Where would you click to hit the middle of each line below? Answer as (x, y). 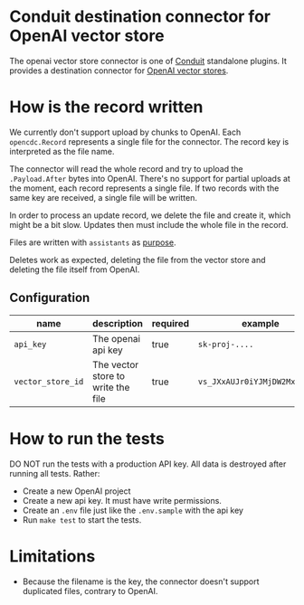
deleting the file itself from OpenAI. (75, 269)
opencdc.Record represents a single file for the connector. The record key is (149, 141)
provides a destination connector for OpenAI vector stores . (119, 71)
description (117, 323)
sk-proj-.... (226, 344)
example (261, 323)
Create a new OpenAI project (76, 491)
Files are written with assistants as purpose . (93, 242)
